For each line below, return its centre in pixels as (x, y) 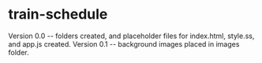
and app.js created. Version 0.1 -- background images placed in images (124, 44)
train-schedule (58, 14)
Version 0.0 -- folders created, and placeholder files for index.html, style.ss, (131, 36)
